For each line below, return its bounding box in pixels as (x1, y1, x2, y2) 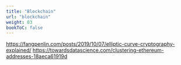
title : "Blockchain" (6, 8, 57, 15)
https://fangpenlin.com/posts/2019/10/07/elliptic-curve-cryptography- (6, 41, 175, 48)
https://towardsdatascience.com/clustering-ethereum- (32, 47, 165, 54)
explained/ (6, 47, 32, 54)
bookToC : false (6, 24, 43, 31)
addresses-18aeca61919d (6, 53, 68, 60)
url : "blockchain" (6, 14, 51, 20)
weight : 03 (6, 19, 33, 25)
